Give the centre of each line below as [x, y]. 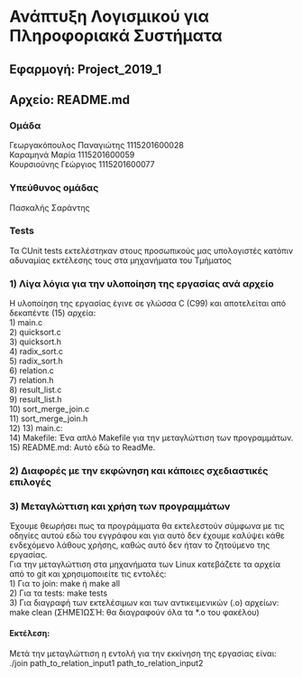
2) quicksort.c [35, 333]
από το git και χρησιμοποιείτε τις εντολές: [88, 574]
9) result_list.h [36, 400]
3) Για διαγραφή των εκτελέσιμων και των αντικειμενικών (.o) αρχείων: [144, 603]
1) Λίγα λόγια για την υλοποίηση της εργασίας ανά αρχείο [142, 284]
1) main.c [26, 323]
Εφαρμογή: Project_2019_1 [86, 69]
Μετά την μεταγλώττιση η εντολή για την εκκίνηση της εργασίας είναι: [143, 653]
